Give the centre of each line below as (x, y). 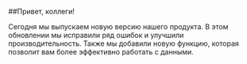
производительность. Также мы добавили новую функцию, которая (124, 43)
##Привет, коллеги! (42, 11)
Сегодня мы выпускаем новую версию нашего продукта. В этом (118, 26)
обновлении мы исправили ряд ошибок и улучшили (96, 35)
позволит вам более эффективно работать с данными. (101, 52)
